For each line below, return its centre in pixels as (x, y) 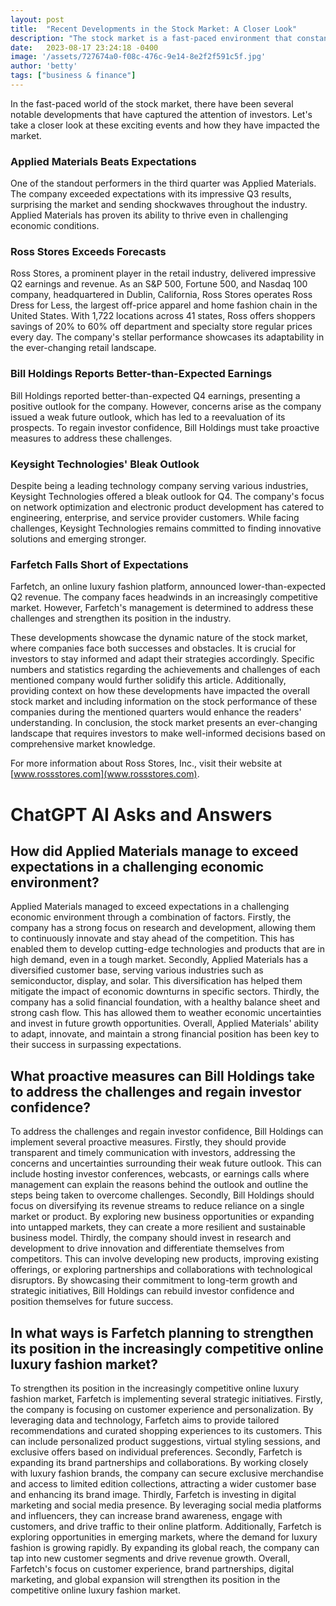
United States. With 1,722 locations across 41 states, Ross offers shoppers (163, 316)
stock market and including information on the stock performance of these (164, 702)
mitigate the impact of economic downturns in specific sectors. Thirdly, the (165, 992)
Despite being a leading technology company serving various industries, (159, 486)
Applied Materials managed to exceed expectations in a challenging (150, 907)
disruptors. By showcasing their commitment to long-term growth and (154, 1280)
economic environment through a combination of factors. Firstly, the (151, 917)
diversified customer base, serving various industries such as (137, 970)
